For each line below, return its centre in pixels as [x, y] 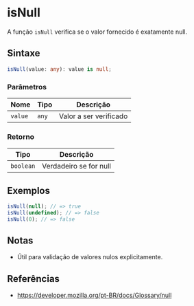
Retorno [21, 137]
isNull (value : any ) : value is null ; [59, 69]
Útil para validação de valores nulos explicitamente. [90, 257]
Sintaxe [24, 53]
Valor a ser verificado [94, 116]
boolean [23, 166]
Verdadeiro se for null [77, 166]
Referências [34, 279]
